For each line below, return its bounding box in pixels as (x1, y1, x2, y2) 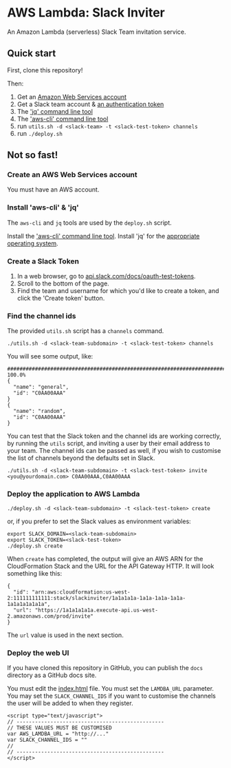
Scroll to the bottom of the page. (16, 279, 110, 287)
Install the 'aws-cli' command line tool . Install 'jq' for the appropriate (7, 232, 200, 240)
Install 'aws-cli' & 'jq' (7, 203, 79, 212)
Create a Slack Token (7, 256, 79, 266)
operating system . (7, 239, 58, 247)
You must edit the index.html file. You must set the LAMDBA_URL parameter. (7, 684, 214, 692)
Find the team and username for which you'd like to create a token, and (16, 287, 219, 295)
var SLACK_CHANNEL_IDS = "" (7, 736, 88, 743)
